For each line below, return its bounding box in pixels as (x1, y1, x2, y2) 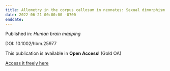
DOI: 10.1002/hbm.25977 (5, 41, 57, 47)
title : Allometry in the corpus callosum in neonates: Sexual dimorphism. (5, 7, 167, 13)
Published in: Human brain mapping (5, 31, 81, 37)
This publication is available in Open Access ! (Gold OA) (5, 50, 122, 56)
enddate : (5, 17, 24, 22)
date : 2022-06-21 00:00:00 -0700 (5, 12, 76, 17)
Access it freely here (5, 60, 49, 66)
